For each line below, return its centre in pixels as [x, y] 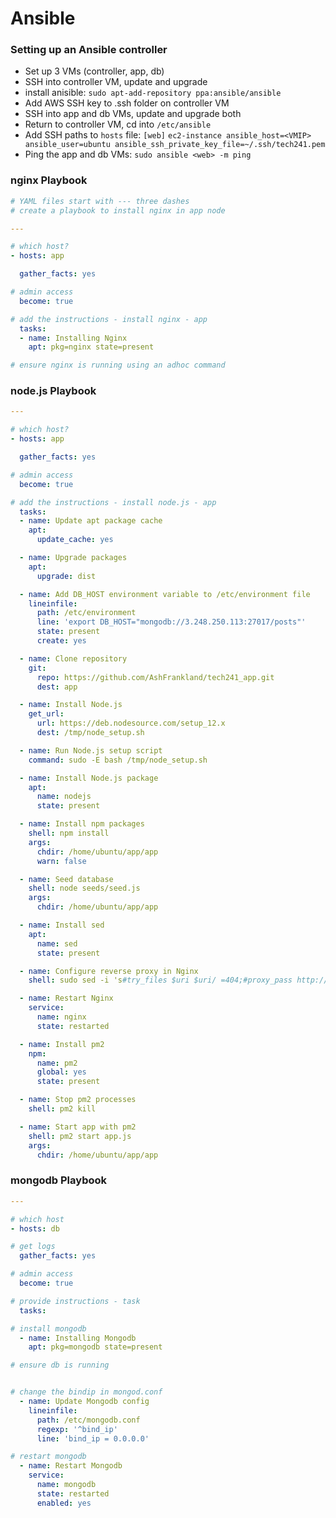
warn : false [61, 861]
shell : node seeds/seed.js [84, 888]
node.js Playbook [53, 391]
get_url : [46, 714]
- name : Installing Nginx [73, 338]
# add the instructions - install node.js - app [113, 502]
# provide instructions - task [75, 1301]
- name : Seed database [66, 879]
